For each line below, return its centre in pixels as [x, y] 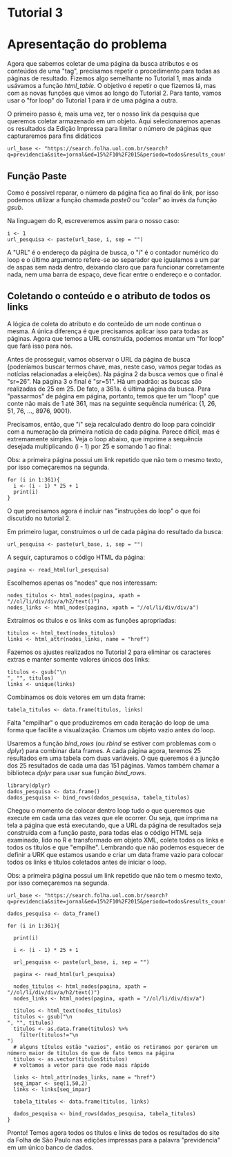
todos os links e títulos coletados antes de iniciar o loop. [87, 862]
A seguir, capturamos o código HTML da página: [76, 557]
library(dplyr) [29, 785]
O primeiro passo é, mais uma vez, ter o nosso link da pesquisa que [103, 114]
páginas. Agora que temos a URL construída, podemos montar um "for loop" [116, 338]
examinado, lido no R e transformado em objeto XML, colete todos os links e [116, 840]
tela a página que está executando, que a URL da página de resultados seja [115, 825]
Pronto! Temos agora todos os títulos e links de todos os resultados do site [113, 1132]
